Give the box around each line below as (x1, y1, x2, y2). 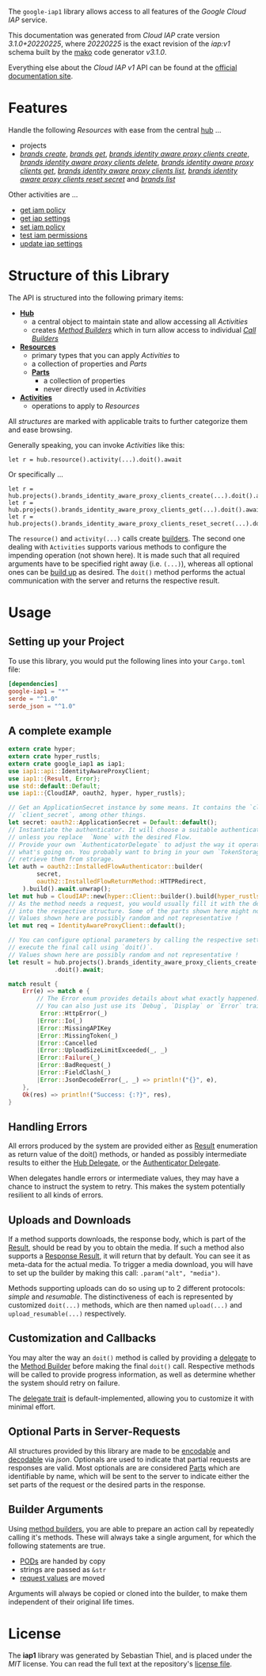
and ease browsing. (8, 425, 73, 434)
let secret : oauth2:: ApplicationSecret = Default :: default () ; (8, 819, 218, 826)
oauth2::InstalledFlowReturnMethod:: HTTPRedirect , (36, 877, 207, 886)
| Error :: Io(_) (36, 1016, 83, 1025)
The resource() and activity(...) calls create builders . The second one (8, 534, 245, 543)
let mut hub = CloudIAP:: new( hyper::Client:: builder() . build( (8, 892, 218, 900)
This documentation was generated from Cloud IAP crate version (8, 31, 220, 40)
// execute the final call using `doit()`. (8, 944, 154, 952)
